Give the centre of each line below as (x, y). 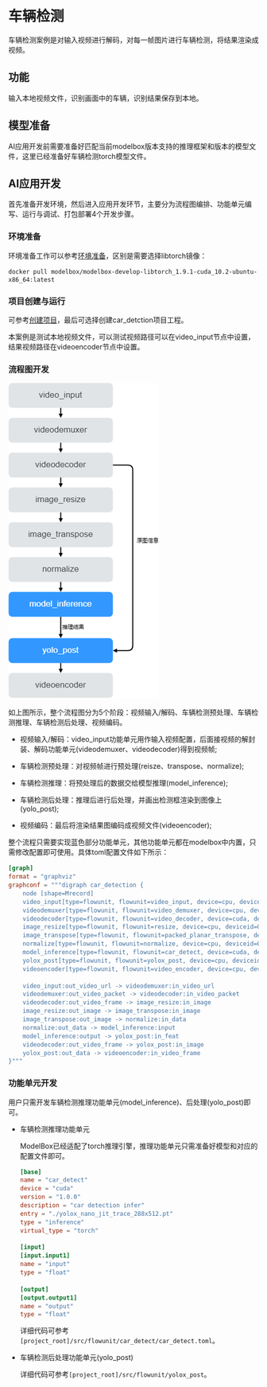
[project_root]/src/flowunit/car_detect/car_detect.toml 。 (120, 1341)
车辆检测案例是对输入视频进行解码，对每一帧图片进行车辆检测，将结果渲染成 (133, 40)
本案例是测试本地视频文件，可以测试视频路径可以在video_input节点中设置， (132, 337)
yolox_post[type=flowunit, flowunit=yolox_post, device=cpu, (126, 960)
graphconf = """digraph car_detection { (76, 885)
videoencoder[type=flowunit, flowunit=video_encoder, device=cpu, (135, 969)
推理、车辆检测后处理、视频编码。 (71, 723)
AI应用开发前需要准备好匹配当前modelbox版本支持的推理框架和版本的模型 (129, 146)
